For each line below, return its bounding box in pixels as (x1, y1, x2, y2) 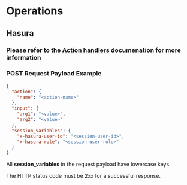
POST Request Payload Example (6, 69, 102, 78)
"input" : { (11, 105, 39, 111)
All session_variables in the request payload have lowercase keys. (6, 160, 171, 168)
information (6, 53, 41, 62)
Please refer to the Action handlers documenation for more (6, 46, 182, 54)
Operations (6, 4, 64, 18)
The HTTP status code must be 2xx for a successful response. (6, 172, 161, 180)
